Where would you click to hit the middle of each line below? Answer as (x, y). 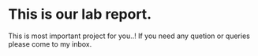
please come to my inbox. (50, 44)
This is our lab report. (80, 14)
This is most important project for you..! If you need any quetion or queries (129, 36)
